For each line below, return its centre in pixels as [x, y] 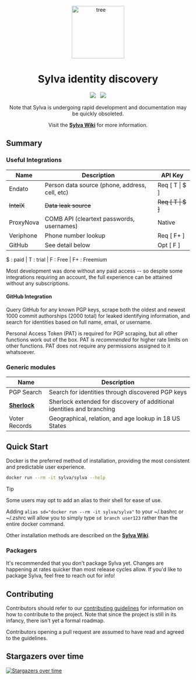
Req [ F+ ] [171, 235]
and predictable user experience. [46, 467]
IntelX [17, 205]
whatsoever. [21, 352]
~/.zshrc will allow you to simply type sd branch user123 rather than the [92, 517]
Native [166, 222]
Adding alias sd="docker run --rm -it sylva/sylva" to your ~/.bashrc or [95, 511]
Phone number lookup [75, 235]
